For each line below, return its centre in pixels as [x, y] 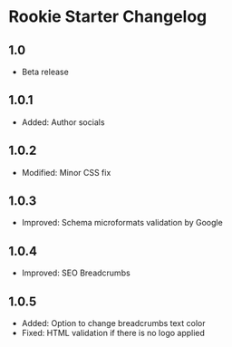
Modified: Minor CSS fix [66, 172]
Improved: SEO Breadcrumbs [76, 273]
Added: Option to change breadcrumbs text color [113, 323]
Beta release [45, 72]
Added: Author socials [63, 122]
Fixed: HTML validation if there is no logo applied [113, 333]
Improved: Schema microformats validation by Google [122, 223]
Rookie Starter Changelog [108, 17]
